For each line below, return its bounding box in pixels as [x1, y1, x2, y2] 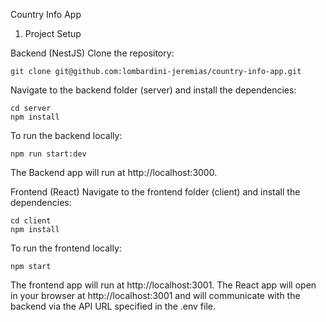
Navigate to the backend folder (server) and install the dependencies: [10, 84, 297, 96]
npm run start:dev [10, 149, 87, 159]
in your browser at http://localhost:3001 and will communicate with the [10, 290, 301, 301]
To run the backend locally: [10, 130, 123, 141]
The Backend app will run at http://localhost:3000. [10, 167, 218, 178]
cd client [10, 216, 52, 226]
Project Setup [24, 28, 82, 39]
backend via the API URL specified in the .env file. [10, 300, 217, 312]
